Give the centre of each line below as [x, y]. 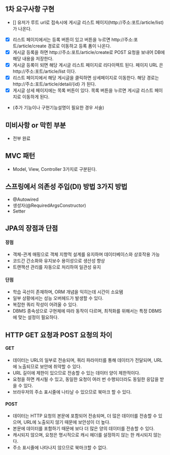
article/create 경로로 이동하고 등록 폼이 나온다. [65, 46]
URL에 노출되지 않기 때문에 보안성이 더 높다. [67, 422]
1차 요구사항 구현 [30, 9]
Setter [19, 211]
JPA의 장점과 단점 [32, 228]
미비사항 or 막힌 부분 [36, 125]
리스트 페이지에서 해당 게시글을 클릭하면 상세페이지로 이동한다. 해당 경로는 [86, 78]
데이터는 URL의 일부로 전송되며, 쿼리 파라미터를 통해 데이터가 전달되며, [83, 360]
